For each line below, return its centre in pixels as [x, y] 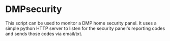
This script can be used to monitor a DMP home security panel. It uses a [81, 23]
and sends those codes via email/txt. [44, 33]
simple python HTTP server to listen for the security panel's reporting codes [85, 28]
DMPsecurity [34, 9]
